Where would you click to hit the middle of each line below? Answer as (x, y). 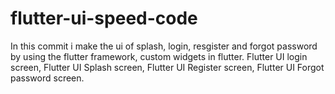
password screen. (47, 78)
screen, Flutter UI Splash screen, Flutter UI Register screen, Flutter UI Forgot (167, 67)
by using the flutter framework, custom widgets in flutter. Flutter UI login (159, 56)
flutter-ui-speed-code (104, 18)
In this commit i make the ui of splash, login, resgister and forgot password (164, 46)
